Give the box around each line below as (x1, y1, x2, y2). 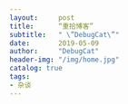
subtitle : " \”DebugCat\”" (9, 30, 120, 39)
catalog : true (9, 64, 64, 73)
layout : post (9, 13, 75, 23)
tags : (9, 72, 30, 81)
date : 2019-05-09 (9, 38, 100, 48)
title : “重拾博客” (9, 22, 94, 31)
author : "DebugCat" (9, 47, 100, 56)
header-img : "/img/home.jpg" (9, 55, 120, 64)
